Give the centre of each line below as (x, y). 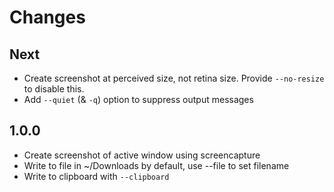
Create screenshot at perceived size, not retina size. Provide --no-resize (174, 78)
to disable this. (54, 89)
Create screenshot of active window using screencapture (142, 155)
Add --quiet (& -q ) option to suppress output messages (138, 99)
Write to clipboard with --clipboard (96, 176)
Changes (47, 17)
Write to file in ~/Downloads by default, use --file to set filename (156, 165)
